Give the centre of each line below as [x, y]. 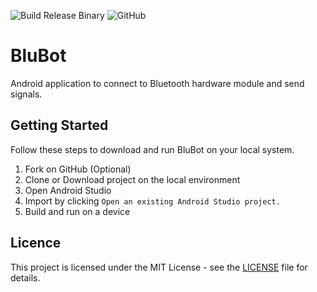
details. [25, 277]
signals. [26, 94]
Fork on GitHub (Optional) [78, 169]
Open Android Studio [68, 190]
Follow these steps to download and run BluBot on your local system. [152, 149]
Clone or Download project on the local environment [132, 179]
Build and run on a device [77, 211]
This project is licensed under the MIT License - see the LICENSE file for [159, 267]
